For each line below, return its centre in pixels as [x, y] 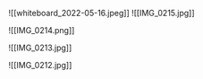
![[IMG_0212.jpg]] [40, 65]
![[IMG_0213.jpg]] [40, 48]
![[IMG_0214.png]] [42, 30]
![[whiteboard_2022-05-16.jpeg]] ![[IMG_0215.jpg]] [101, 13]
